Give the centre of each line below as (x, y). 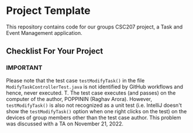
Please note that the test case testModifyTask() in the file (75, 80)
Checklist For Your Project (55, 51)
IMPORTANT (24, 68)
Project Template (48, 11)
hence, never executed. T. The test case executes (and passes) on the (91, 93)
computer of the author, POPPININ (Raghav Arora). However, (79, 99)
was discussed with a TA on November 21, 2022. (65, 124)
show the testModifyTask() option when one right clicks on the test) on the (96, 111)
